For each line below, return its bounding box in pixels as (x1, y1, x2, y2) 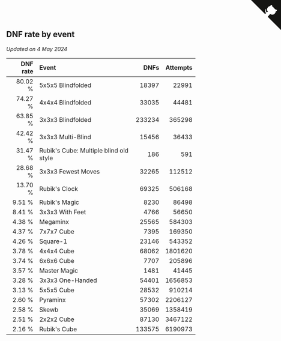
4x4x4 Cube (38, 247, 75, 255)
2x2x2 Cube (38, 315, 75, 324)
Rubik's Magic (38, 198, 79, 207)
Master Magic (38, 266, 78, 274)
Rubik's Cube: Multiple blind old (38, 146, 129, 154)
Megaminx (38, 217, 69, 226)
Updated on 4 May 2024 (6, 45, 68, 52)
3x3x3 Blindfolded (38, 115, 92, 124)
